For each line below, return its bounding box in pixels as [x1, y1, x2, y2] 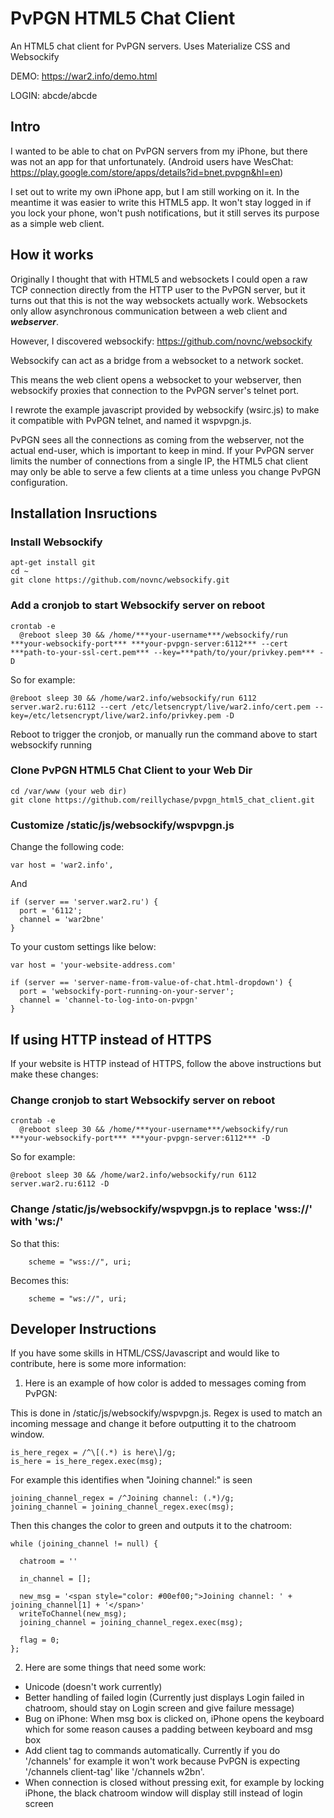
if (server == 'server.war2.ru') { [10, 897, 159, 907]
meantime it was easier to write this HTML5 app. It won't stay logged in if [10, 196, 312, 208]
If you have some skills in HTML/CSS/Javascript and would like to [10, 1347, 280, 1359]
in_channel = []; [19, 1574, 92, 1584]
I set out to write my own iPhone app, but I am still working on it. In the [10, 185, 300, 197]
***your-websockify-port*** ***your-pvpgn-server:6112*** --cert [10, 638, 288, 649]
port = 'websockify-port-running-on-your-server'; [19, 987, 235, 997]
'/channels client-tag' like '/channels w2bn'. [24, 1766, 205, 1778]
